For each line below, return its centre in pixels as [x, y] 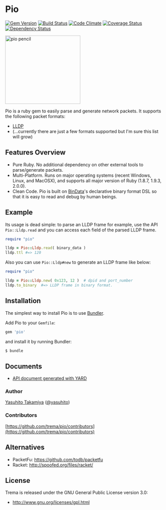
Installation [23, 301]
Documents [24, 366]
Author [14, 392]
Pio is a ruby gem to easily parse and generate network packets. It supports [83, 111]
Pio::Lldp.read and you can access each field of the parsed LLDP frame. [81, 230]
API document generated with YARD [49, 378]
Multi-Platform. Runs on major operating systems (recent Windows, [82, 175]
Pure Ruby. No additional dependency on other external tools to [78, 165]
